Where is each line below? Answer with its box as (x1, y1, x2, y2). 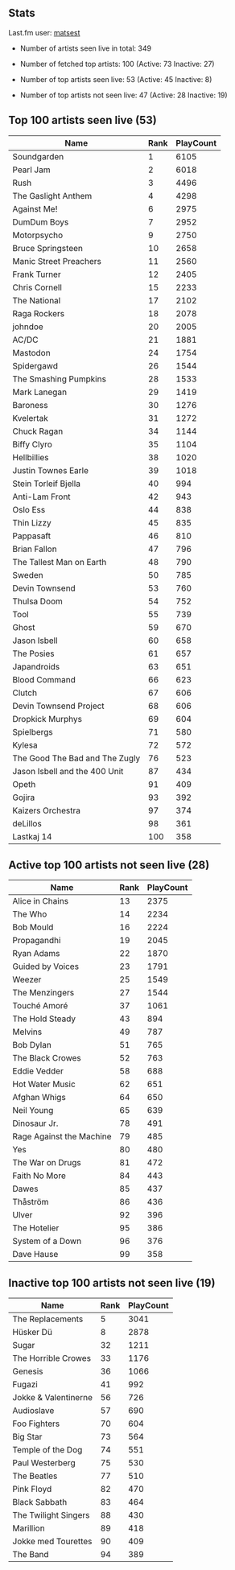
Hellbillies (12, 451, 50, 463)
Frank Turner (12, 269, 62, 280)
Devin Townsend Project (12, 700, 105, 711)
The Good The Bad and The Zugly (12, 752, 141, 764)
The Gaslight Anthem (12, 190, 93, 201)
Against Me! (12, 203, 58, 214)
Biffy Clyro (12, 439, 52, 450)
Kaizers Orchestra (12, 805, 80, 816)
